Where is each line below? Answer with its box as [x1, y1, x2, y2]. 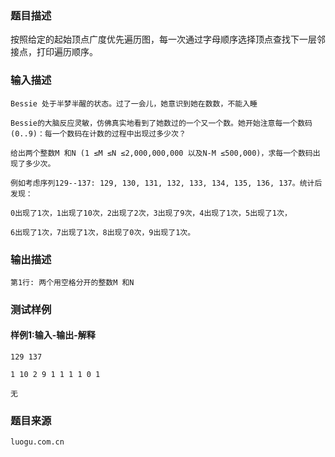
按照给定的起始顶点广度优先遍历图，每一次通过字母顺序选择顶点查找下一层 [10, 33, 317, 46]
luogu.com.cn [10, 437, 65, 447]
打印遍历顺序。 [36, 46, 98, 58]
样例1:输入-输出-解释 [10, 329, 96, 341]
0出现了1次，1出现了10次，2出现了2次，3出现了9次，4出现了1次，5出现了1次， [10, 208, 292, 218]
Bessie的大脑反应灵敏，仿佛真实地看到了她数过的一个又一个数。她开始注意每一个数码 [10, 118, 313, 128]
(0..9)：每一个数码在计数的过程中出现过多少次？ [10, 128, 187, 139]
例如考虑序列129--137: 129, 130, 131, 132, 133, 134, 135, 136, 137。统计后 [10, 178, 323, 188]
